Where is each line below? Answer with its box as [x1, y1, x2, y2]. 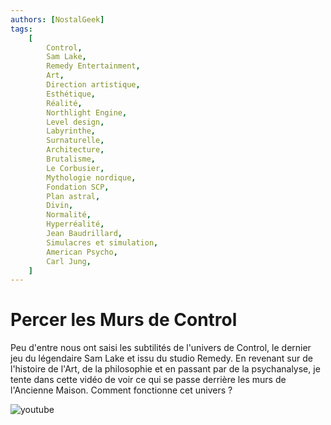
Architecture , [46, 145, 105, 155]
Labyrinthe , [46, 126, 97, 136]
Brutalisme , [46, 154, 97, 164]
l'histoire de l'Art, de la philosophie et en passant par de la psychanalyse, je [10, 363, 321, 375]
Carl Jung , [46, 256, 92, 266]
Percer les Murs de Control [10, 309, 238, 331]
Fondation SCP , [46, 182, 110, 192]
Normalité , [46, 210, 92, 220]
